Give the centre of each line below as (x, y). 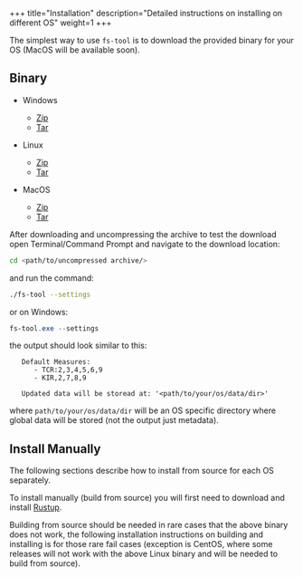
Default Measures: (56, 362)
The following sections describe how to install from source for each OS (142, 471)
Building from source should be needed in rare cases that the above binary (149, 525)
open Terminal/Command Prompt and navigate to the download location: (145, 244)
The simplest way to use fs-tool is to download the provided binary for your (151, 40)
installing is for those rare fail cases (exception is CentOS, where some (141, 544)
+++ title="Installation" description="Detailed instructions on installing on (146, 13)
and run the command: (52, 278)
